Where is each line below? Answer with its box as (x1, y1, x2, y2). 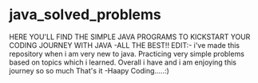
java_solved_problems (9, 6, 162, 24)
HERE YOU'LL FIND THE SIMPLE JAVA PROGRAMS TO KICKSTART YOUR (9, 32, 251, 41)
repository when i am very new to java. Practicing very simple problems (9, 49, 244, 58)
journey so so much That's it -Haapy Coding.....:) (9, 65, 170, 75)
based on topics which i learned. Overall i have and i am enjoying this (9, 57, 236, 67)
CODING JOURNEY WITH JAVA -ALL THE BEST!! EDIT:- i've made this (9, 40, 240, 49)
